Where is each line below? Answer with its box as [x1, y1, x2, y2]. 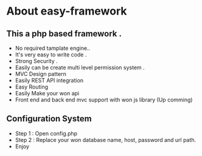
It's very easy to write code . [15, 51, 87, 58]
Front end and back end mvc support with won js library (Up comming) [15, 96, 193, 103]
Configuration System [6, 114, 92, 124]
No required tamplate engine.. [15, 44, 90, 52]
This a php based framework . [6, 29, 122, 39]
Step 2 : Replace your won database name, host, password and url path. [15, 136, 197, 143]
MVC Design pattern [15, 70, 67, 77]
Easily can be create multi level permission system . [15, 64, 145, 71]
